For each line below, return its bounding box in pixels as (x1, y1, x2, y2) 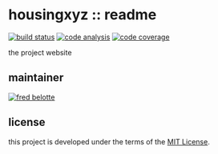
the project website (8, 47, 72, 57)
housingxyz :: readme (8, 6, 157, 24)
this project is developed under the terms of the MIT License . (8, 136, 210, 146)
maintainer (8, 71, 64, 85)
